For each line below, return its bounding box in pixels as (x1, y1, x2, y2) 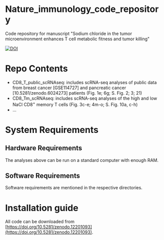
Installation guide (5, 202, 79, 214)
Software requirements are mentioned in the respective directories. (5, 185, 143, 191)
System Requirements (5, 124, 98, 135)
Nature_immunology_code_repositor (5, 3, 159, 15)
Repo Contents (5, 63, 68, 74)
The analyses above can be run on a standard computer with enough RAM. (5, 157, 159, 163)
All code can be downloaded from (5, 219, 75, 225)
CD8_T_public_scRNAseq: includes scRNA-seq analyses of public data (12, 79, 157, 85)
